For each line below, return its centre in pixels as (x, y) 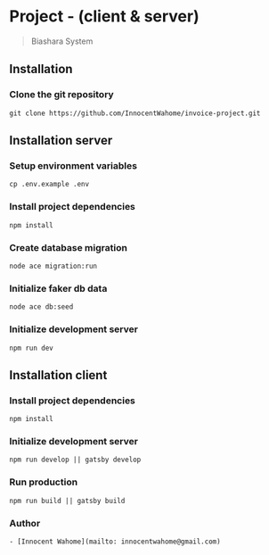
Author (25, 523)
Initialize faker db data (58, 288)
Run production (44, 482)
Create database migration (68, 247)
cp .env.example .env (49, 185)
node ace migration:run (53, 266)
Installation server (61, 141)
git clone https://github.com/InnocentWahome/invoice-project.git (135, 113)
